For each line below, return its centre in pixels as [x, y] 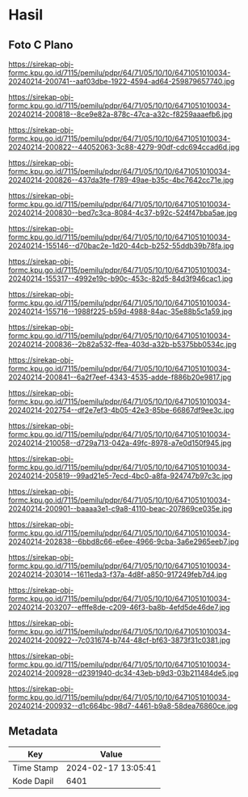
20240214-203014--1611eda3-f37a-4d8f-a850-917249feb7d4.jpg [118, 574]
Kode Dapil [33, 781]
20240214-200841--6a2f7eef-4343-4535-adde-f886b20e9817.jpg [120, 377]
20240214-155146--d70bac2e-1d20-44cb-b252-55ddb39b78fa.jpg [121, 246]
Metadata [33, 731]
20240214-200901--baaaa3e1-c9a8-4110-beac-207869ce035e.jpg [120, 509]
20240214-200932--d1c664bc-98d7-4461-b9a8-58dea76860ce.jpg [123, 706]
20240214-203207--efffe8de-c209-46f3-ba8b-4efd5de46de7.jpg [119, 607]
